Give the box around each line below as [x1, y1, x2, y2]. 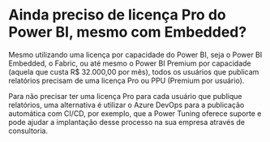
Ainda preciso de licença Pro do [8, 6, 226, 24]
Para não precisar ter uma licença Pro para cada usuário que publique [8, 91, 242, 101]
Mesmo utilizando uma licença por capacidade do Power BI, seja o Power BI [8, 49, 263, 59]
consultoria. [8, 126, 49, 136]
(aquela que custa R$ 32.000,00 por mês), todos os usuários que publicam [8, 67, 259, 76]
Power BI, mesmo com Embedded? [8, 23, 247, 41]
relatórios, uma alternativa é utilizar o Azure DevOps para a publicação [8, 100, 245, 110]
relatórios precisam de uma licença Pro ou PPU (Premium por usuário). [8, 75, 245, 85]
